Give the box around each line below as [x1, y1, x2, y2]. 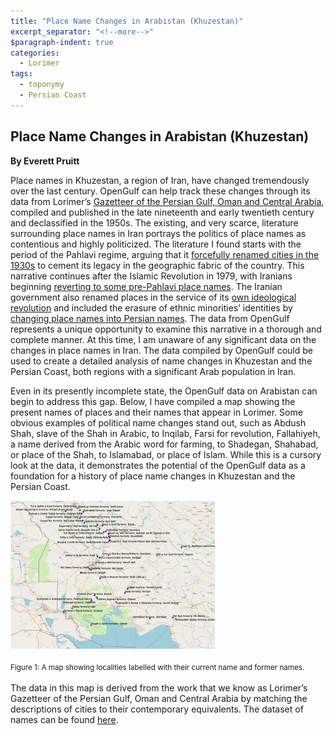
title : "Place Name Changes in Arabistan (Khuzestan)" [10, 16, 244, 26]
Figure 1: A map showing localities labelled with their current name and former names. [10, 663, 305, 673]
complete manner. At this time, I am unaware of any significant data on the [10, 333, 317, 345]
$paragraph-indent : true [10, 37, 114, 47]
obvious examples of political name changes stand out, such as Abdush [10, 416, 307, 429]
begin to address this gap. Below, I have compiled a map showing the [10, 395, 296, 407]
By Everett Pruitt [10, 155, 80, 167]
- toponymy [19, 80, 65, 90]
